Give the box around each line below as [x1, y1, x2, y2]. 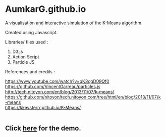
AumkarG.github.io [5, 3, 86, 15]
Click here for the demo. [5, 124, 81, 133]
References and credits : [5, 68, 55, 75]
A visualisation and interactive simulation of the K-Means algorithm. [5, 20, 143, 26]
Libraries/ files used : [5, 39, 49, 45]
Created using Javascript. [5, 29, 58, 35]
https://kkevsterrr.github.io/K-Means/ [5, 104, 81, 110]
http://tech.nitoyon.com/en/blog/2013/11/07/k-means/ [5, 89, 115, 94]
